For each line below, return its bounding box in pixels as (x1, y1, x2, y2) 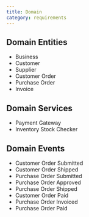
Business (15, 53, 38, 61)
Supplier (15, 66, 37, 74)
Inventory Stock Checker (15, 126, 78, 133)
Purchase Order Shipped (15, 185, 77, 192)
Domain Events (6, 143, 65, 154)
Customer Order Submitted (15, 159, 84, 167)
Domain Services (6, 103, 73, 113)
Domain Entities (6, 37, 68, 47)
